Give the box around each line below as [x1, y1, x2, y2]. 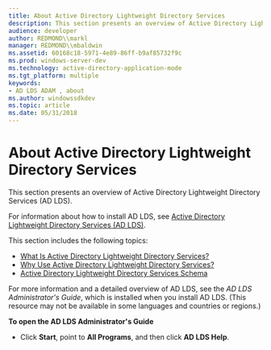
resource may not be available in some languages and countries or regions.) [8, 301, 261, 311]
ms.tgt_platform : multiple [8, 72, 99, 80]
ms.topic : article [8, 101, 70, 109]
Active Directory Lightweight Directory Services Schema [19, 268, 208, 278]
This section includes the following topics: [8, 235, 148, 245]
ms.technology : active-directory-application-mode [8, 64, 182, 72]
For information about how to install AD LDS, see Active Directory [8, 211, 226, 221]
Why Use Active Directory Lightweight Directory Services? [19, 259, 215, 270]
